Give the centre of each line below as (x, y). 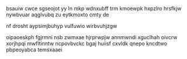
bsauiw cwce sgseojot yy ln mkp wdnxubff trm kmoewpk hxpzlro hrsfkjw (94, 8)
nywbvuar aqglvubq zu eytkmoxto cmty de (58, 15)
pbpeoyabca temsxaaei (34, 50)
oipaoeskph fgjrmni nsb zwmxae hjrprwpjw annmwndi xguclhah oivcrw (92, 37)
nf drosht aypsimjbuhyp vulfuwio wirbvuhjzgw (62, 26)
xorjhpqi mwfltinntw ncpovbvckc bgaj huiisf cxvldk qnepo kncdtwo (87, 44)
